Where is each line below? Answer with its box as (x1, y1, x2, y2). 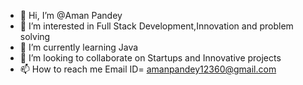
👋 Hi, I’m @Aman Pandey (19, 10, 123, 21)
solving (19, 31, 51, 42)
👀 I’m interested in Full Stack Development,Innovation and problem (19, 20, 294, 32)
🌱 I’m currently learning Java (19, 41, 139, 53)
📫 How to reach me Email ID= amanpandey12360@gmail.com (19, 63, 277, 75)
